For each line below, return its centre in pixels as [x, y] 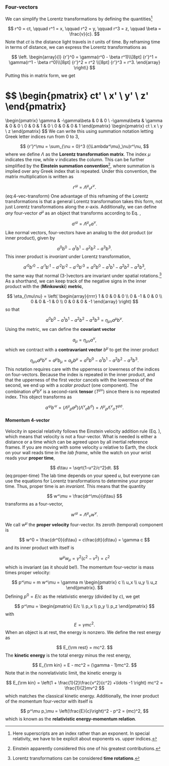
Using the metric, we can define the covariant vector [60, 329]
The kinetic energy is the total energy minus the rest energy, [68, 655]
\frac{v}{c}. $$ [84, 34]
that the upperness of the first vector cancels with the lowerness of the [79, 380]
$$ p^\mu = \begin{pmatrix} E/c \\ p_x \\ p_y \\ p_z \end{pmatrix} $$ [84, 606]
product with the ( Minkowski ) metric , [44, 287]
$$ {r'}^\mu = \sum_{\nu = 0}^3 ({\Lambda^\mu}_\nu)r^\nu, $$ [84, 146]
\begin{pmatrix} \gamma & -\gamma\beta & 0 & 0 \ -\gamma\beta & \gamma [84, 120]
